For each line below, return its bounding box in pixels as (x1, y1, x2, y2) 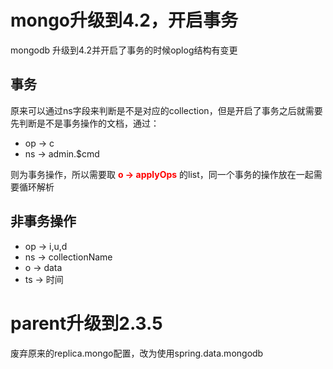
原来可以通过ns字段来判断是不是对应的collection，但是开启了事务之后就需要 (10, 104, 323, 116)
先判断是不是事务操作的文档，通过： (10, 117, 160, 129)
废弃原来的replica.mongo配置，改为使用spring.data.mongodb (10, 347, 264, 359)
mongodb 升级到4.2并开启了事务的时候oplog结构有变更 (10, 44, 238, 56)
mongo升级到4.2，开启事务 (10, 9, 239, 32)
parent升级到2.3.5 (10, 312, 163, 335)
